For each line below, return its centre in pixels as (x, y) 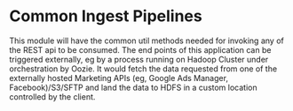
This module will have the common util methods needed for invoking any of (146, 41)
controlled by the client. (52, 96)
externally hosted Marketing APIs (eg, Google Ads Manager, (119, 78)
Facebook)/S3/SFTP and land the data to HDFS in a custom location (133, 87)
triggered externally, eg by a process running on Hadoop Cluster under (139, 59)
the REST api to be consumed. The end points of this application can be (140, 49)
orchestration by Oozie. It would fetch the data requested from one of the (143, 69)
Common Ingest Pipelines (106, 16)
